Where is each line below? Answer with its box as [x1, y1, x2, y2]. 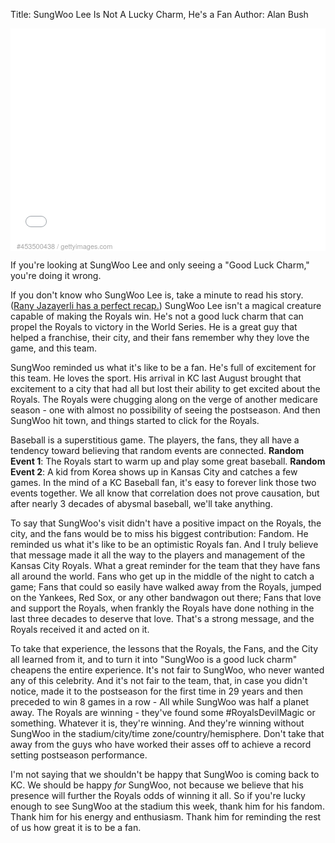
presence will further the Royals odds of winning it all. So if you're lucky [10, 790, 306, 802]
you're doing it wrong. [10, 270, 102, 282]
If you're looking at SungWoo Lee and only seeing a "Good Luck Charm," [10, 259, 310, 271]
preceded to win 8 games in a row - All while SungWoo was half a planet [10, 696, 310, 708]
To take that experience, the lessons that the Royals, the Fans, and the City [10, 643, 319, 655]
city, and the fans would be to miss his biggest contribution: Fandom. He [10, 528, 309, 540]
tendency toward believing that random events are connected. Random [10, 445, 305, 457]
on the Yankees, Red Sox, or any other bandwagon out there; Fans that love [10, 592, 322, 604]
